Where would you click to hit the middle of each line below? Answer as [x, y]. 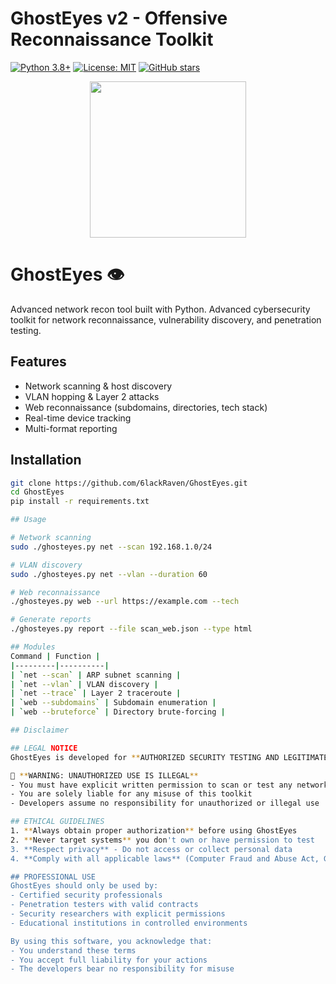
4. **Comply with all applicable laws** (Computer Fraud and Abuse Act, [165, 858]
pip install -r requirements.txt [80, 502]
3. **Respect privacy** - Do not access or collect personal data [151, 849]
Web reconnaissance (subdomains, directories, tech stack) [146, 407]
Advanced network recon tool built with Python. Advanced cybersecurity [160, 309]
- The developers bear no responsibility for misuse [122, 969]
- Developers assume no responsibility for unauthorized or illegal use [165, 803]
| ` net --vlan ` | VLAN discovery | [84, 684]
